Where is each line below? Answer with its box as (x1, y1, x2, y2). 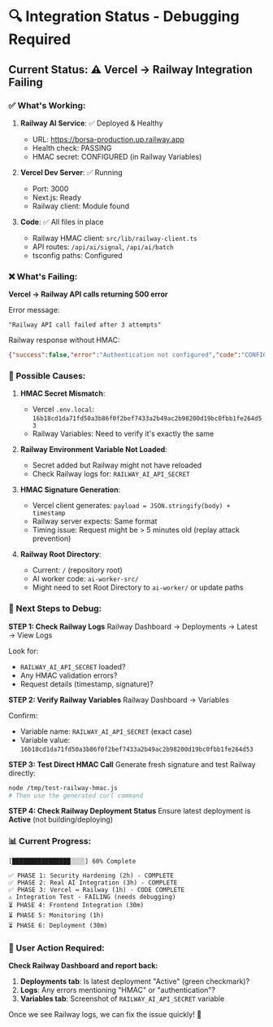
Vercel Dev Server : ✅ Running (19, 167, 123, 177)
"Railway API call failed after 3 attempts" (8, 321, 162, 329)
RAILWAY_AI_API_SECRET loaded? (19, 661, 126, 671)
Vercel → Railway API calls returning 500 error (8, 289, 168, 299)
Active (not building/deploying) (8, 814, 114, 824)
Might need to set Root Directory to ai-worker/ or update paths (32, 582, 244, 592)
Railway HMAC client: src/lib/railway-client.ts (32, 233, 197, 243)
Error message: (8, 305, 60, 315)
